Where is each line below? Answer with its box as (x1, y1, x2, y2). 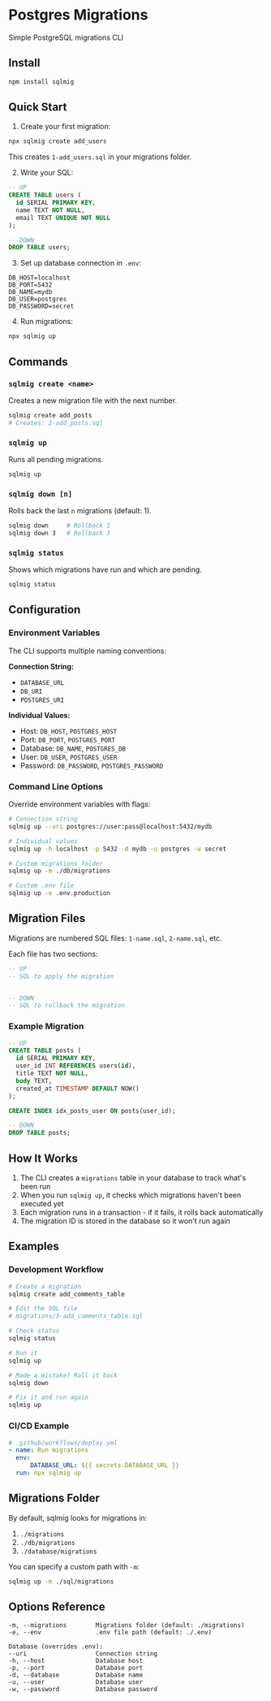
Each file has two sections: (8, 949, 98, 959)
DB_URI (19, 687, 43, 695)
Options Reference (8, 1599, 105, 1613)
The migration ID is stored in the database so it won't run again (19, 1216, 231, 1226)
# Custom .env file (8, 881, 75, 890)
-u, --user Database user (8, 1678, 144, 1686)
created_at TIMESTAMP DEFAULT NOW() (15, 1084, 140, 1093)
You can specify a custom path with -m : (8, 1561, 140, 1571)
